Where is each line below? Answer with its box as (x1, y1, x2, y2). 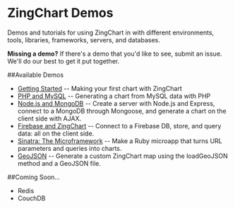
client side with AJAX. (17, 114, 82, 123)
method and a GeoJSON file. (17, 159, 101, 167)
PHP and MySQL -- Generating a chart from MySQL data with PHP (17, 92, 211, 100)
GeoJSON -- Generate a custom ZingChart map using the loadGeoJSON (17, 152, 228, 160)
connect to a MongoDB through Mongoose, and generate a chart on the (17, 106, 227, 115)
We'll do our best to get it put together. (7, 56, 120, 65)
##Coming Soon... (7, 173, 60, 181)
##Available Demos (7, 71, 64, 79)
